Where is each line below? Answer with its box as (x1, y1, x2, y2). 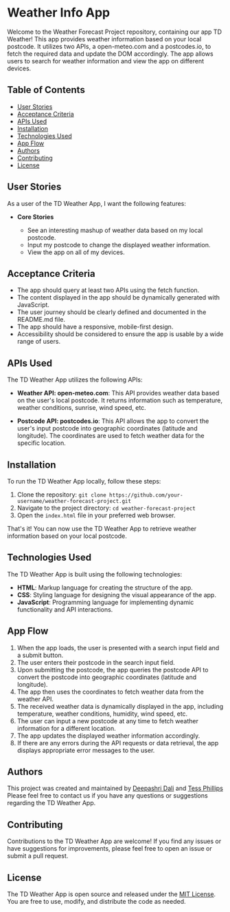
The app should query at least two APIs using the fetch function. (16, 286, 200, 294)
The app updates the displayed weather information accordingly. (16, 732, 200, 740)
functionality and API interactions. (16, 605, 113, 614)
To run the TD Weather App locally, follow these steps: (7, 477, 161, 485)
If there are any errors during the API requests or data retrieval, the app (16, 738, 219, 747)
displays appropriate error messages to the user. (16, 746, 155, 754)
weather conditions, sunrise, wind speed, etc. (16, 404, 146, 412)
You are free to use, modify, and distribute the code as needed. (7, 898, 187, 906)
